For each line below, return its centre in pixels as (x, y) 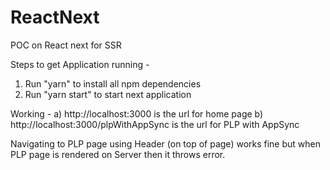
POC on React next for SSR (66, 45)
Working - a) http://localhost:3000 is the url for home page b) (137, 113)
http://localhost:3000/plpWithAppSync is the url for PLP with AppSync (155, 124)
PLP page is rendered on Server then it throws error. (118, 154)
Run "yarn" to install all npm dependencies (113, 83)
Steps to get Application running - (80, 64)
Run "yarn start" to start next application (108, 94)
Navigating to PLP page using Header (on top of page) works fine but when (166, 143)
